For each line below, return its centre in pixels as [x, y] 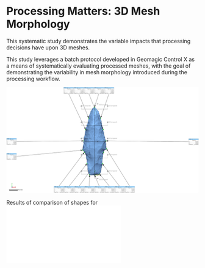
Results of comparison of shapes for [52, 202]
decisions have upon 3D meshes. [48, 48]
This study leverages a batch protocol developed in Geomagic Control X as [101, 59]
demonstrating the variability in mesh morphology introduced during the [97, 72]
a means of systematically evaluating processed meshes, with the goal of [99, 66]
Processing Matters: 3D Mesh [83, 11]
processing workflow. [34, 79]
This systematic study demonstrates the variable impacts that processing [99, 41]
